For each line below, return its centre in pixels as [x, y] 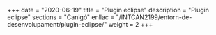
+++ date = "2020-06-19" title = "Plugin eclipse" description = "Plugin [108, 10]
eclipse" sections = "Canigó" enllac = [61, 17]
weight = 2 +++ [131, 24]
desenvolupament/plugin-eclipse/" [57, 24]
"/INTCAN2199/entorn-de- [154, 17]
